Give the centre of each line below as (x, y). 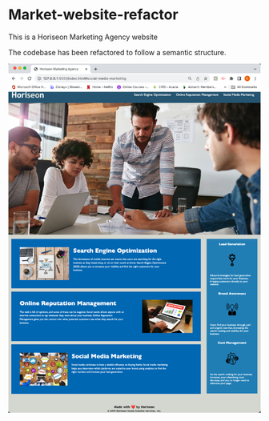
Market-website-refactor (93, 15)
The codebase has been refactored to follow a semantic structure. (117, 52)
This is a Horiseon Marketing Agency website (83, 37)
